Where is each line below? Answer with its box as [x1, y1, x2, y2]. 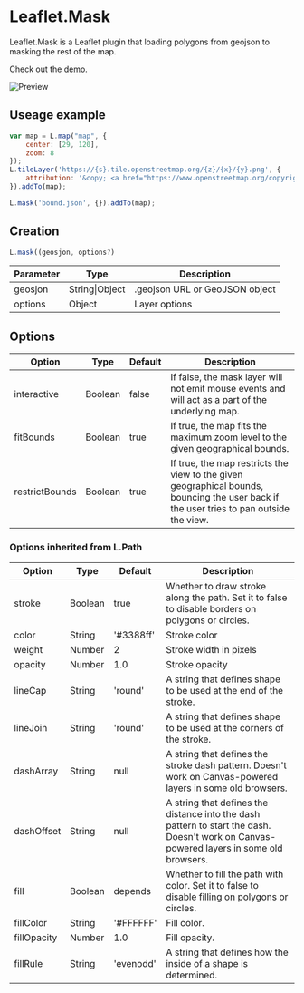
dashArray [14, 764, 59, 777]
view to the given [170, 469, 243, 482]
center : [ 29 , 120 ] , [25, 140, 100, 149]
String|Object [68, 283, 126, 296]
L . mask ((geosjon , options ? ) [9, 248, 116, 257]
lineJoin [14, 721, 48, 734]
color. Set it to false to [166, 879, 260, 891]
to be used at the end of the [166, 684, 283, 696]
